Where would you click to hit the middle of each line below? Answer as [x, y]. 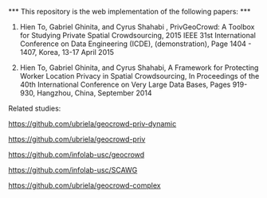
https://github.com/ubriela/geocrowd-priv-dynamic [92, 124]
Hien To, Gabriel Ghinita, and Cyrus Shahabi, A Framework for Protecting [139, 68]
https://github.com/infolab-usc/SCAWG [73, 170]
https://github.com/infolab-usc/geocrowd [77, 155]
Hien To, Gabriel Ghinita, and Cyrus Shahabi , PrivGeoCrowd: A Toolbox [137, 27]
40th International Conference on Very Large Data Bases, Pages [125, 84]
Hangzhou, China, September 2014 [94, 93]
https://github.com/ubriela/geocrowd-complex [84, 185]
